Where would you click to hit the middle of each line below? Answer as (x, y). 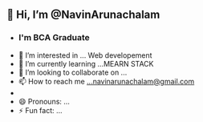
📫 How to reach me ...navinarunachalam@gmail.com (106, 81)
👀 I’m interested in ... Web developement (85, 55)
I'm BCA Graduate (54, 38)
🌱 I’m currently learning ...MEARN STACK (86, 63)
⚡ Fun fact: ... (40, 110)
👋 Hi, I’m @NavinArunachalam (83, 15)
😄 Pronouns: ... (44, 101)
